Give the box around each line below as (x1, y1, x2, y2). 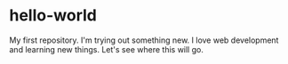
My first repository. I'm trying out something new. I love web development (9, 35, 279, 45)
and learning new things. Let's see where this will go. (9, 44, 204, 54)
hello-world (9, 5, 98, 26)
